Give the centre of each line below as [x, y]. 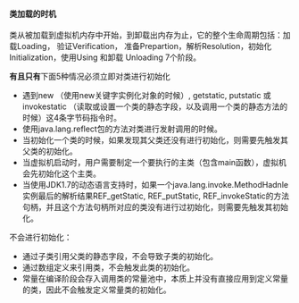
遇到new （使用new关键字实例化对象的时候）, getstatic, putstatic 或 [147, 96]
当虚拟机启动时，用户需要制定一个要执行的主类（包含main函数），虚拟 [150, 163]
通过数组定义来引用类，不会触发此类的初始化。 [108, 267]
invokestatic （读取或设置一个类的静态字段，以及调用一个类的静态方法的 [155, 106]
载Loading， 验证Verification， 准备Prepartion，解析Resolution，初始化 [141, 46]
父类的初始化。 [50, 151]
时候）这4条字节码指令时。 [72, 118]
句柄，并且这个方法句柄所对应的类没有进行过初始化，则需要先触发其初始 [155, 207]
